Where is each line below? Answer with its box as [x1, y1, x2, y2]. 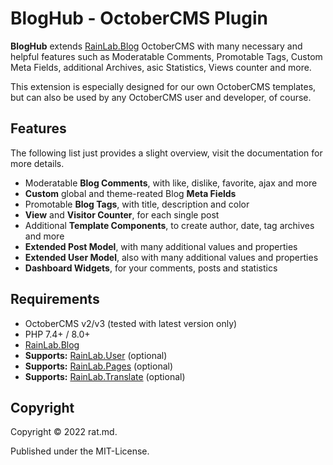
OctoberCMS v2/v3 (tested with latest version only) [24, 317, 238, 329]
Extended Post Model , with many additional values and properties [24, 240, 298, 252]
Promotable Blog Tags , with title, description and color [24, 198, 250, 210]
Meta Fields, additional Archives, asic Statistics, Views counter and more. [10, 61, 312, 73]
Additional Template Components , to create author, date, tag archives [24, 219, 315, 231]
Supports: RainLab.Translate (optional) [24, 370, 186, 382]
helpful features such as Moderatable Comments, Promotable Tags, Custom [10, 50, 323, 62]
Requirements [10, 291, 100, 308]
